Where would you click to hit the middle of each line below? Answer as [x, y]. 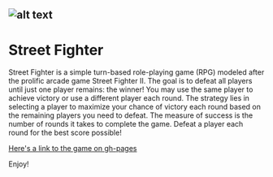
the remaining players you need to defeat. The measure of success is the [131, 115]
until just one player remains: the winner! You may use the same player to [131, 89]
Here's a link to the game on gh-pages [73, 149]
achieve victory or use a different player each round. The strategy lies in [129, 98]
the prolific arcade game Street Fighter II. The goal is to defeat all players [130, 81]
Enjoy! [19, 164]
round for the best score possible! [65, 133]
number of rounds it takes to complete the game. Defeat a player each [126, 124]
